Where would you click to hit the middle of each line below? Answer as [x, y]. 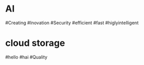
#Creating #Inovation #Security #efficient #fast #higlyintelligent [72, 23]
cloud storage [35, 43]
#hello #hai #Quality [26, 57]
